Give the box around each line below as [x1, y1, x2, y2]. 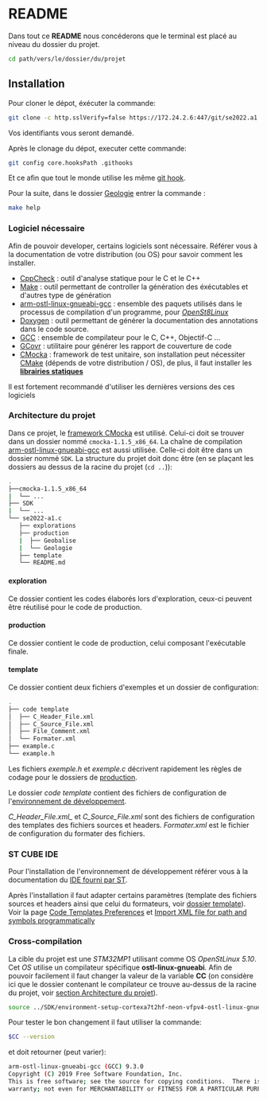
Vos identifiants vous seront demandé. [8, 128, 134, 138]
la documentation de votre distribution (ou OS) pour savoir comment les [8, 249, 243, 259]
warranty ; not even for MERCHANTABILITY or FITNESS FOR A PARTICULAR [8, 1084, 244, 1093]
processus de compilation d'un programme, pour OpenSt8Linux [19, 307, 229, 317]
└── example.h [8, 750, 56, 758]
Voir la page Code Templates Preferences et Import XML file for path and [8, 908, 248, 917]
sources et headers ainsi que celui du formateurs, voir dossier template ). [8, 899, 246, 908]
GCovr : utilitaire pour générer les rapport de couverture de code [19, 341, 232, 350]
